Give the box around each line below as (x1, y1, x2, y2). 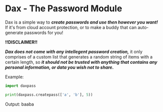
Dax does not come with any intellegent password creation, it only (5, 49, 143, 55)
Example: (5, 74, 24, 80)
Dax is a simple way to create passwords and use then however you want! (5, 19, 158, 25)
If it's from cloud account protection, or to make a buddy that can (5, 24, 137, 30)
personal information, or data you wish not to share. (5, 64, 114, 70)
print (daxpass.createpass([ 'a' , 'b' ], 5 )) (5, 92, 93, 97)
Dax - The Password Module (5, 3, 122, 14)
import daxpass (5, 83, 36, 88)
